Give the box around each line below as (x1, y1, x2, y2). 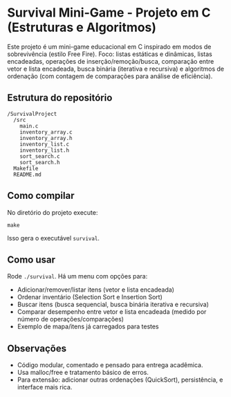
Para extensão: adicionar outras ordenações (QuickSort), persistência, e (17, 376, 223, 384)
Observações (7, 342, 67, 354)
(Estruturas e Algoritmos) (7, 19, 157, 35)
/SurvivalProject (7, 110, 57, 117)
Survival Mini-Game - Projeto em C (7, 5, 211, 21)
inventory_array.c (19, 128, 73, 136)
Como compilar (7, 190, 75, 202)
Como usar (7, 254, 56, 265)
